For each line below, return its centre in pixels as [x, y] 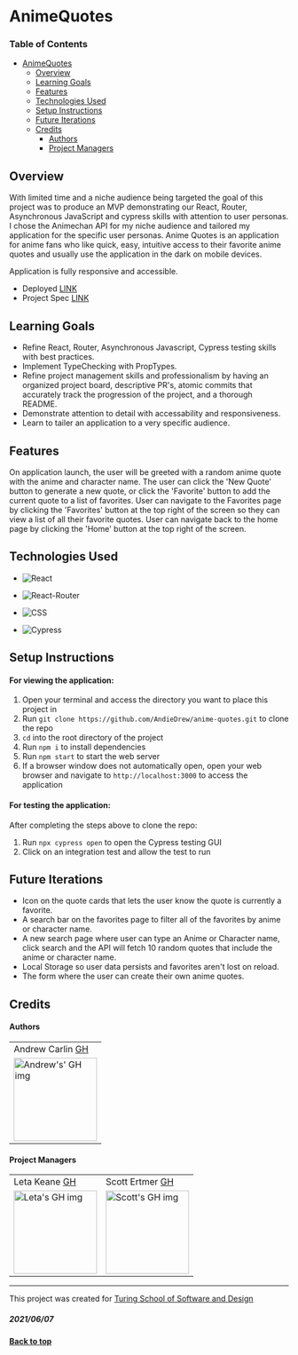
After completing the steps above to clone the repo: [103, 825]
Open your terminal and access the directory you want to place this [145, 700]
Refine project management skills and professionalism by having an [145, 376]
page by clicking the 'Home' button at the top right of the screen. [128, 528]
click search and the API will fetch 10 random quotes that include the [147, 948]
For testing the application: [60, 804]
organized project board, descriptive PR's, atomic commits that [137, 385]
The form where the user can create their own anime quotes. [133, 976]
